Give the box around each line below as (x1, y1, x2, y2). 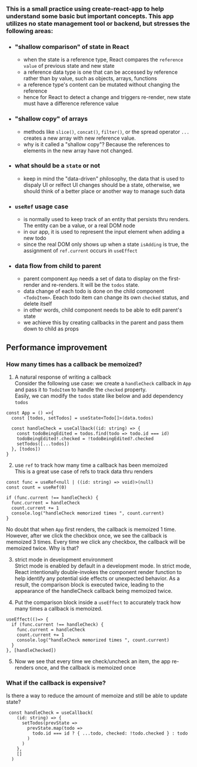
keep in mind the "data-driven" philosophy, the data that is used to (23, 175, 185, 182)
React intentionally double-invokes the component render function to (14, 569, 182, 576)
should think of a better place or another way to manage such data (23, 188, 185, 195)
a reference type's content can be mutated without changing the (23, 81, 181, 88)
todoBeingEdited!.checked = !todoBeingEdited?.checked (16, 436, 154, 442)
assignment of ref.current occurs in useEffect (23, 247, 138, 254)
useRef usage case (14, 202, 69, 211)
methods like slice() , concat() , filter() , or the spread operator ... (23, 128, 190, 135)
